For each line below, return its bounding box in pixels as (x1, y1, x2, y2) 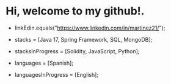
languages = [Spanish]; (14, 59, 74, 66)
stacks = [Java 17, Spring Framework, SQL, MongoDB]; (14, 36, 153, 43)
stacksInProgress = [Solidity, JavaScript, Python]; (14, 47, 140, 55)
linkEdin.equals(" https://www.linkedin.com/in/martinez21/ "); (14, 24, 166, 31)
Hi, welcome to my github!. (5, 4, 145, 18)
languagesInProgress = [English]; (14, 71, 99, 78)
